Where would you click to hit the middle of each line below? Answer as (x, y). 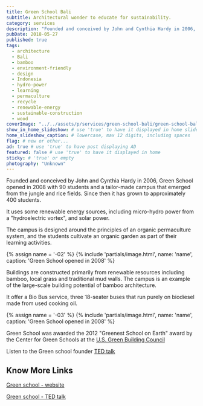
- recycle (24, 101)
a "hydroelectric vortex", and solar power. (58, 218)
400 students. (24, 200)
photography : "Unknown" (36, 164)
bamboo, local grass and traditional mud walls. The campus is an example (98, 279)
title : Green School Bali (39, 12)
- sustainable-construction (47, 113)
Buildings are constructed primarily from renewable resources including (95, 272)
